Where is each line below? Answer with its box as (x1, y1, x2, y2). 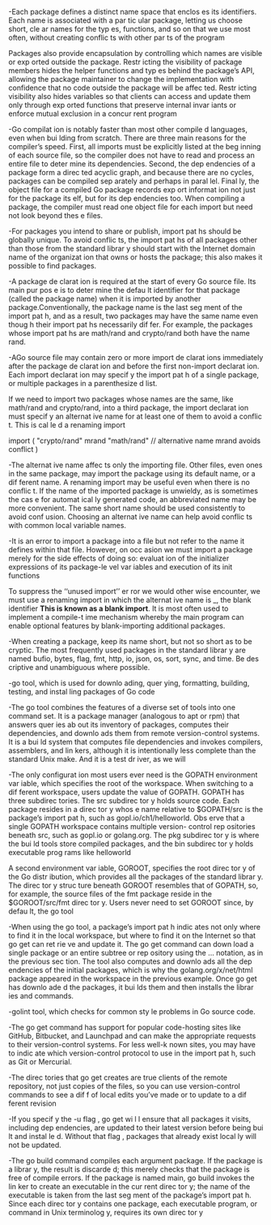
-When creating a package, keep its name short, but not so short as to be (8, 637, 252, 646)
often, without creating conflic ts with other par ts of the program (8, 32, 225, 42)
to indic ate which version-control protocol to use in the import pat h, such (8, 1048, 256, 1058)
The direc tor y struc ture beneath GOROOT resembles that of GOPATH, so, (8, 880, 259, 890)
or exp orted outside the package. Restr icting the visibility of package (8, 57, 243, 67)
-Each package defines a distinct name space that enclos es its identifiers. (8, 7, 257, 16)
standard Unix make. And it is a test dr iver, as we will (8, 754, 186, 763)
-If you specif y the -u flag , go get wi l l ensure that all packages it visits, (8, 1115, 252, 1124)
